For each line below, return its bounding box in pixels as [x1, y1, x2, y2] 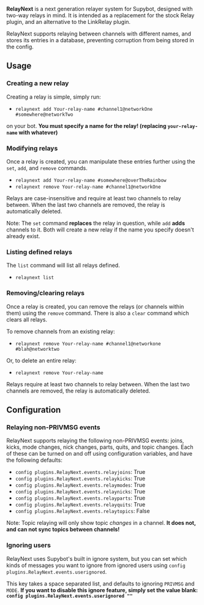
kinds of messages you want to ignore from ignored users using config [6, 562, 186, 569]
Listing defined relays [6, 247, 72, 256]
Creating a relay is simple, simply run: [6, 93, 101, 100]
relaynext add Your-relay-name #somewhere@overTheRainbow [15, 177, 167, 183]
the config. [6, 43, 34, 50]
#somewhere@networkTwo [15, 111, 74, 118]
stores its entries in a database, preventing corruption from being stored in [6, 37, 194, 43]
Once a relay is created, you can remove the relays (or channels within [6, 302, 184, 310]
